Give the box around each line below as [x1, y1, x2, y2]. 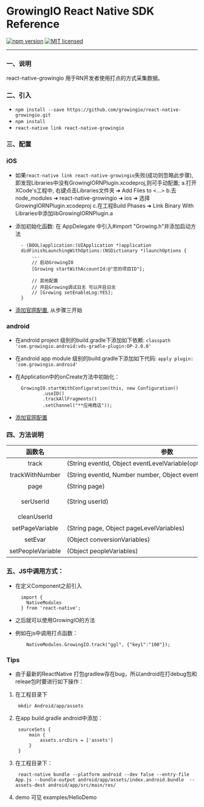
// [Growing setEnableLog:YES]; [31, 290, 114, 296]
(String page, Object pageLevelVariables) [66, 524, 185, 533]
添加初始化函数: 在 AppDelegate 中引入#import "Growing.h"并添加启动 [15, 222, 191, 230]
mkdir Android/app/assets [18, 703, 84, 709]
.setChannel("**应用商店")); [42, 402, 112, 409]
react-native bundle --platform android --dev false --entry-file [18, 771, 189, 778]
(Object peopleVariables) [66, 547, 138, 555]
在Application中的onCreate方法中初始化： [15, 373, 120, 380]
